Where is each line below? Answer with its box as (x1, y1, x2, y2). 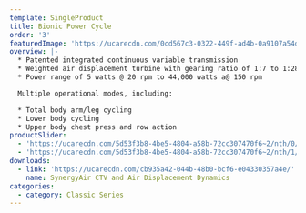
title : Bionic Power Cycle (9, 22, 112, 31)
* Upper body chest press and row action (17, 122, 178, 132)
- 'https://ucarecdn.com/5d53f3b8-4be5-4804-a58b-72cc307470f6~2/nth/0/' (17, 139, 303, 148)
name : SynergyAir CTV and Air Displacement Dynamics (25, 173, 230, 182)
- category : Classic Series (17, 190, 125, 199)
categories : (9, 181, 55, 191)
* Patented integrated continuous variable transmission (17, 56, 239, 65)
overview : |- (9, 47, 59, 56)
